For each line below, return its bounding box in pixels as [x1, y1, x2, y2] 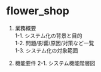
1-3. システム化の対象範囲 [14, 46, 78, 54]
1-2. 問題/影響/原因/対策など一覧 [14, 39, 94, 46]
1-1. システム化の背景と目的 [14, 32, 82, 39]
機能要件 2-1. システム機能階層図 [14, 60, 96, 67]
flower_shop [6, 4, 70, 18]
